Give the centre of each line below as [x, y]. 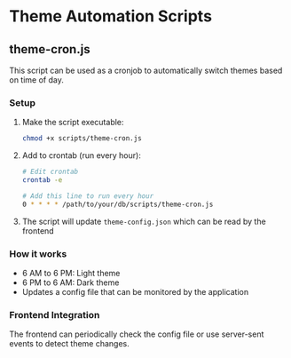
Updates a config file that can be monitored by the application [135, 291]
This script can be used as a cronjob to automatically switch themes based [146, 70]
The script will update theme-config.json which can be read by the [144, 221]
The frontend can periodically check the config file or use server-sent [137, 334]
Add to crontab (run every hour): [82, 155]
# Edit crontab [50, 172]
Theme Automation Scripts [111, 16]
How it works [38, 253]
